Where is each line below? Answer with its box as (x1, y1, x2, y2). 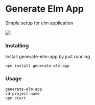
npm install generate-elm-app (5, 63, 70, 68)
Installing (5, 42, 29, 49)
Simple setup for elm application (5, 20, 74, 26)
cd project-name (5, 91, 40, 96)
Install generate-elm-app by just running (5, 54, 90, 60)
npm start (5, 95, 27, 100)
